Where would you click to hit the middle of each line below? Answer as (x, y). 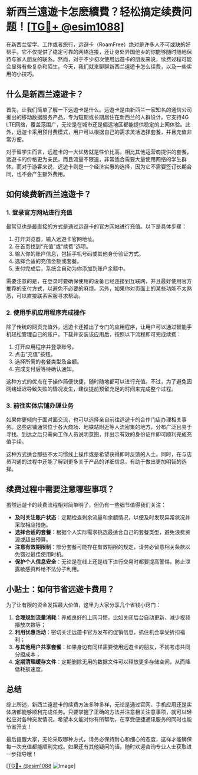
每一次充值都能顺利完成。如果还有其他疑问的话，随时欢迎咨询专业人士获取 (96, 747)
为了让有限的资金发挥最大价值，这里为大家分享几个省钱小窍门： (83, 605)
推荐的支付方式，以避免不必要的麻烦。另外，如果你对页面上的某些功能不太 (96, 289)
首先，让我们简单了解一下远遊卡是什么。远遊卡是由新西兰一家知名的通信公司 (99, 109)
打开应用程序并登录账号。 (46, 347)
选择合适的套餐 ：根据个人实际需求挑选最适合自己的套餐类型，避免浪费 (100, 532)
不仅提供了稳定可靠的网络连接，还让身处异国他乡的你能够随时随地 (106, 51)
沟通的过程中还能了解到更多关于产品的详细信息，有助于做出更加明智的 (96, 462)
